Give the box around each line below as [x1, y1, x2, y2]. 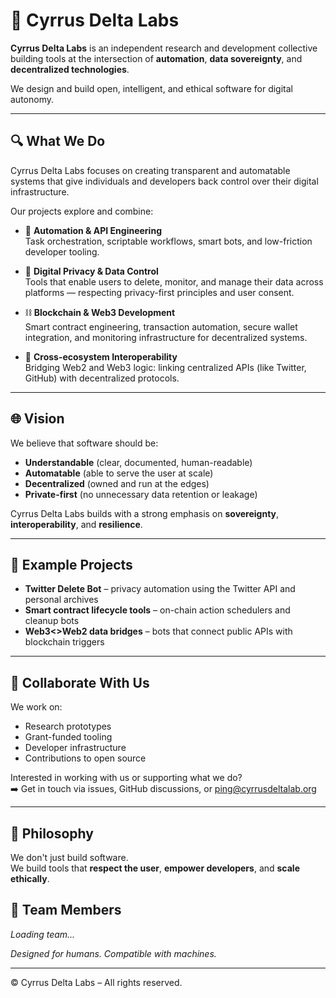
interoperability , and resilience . [10, 518, 143, 530]
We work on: [10, 701, 63, 713]
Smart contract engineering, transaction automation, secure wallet [24, 320, 298, 333]
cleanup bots [24, 615, 80, 627]
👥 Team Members [10, 902, 122, 919]
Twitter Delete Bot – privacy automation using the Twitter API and [24, 583, 296, 595]
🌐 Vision [10, 410, 65, 428]
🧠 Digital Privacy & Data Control [24, 265, 159, 277]
